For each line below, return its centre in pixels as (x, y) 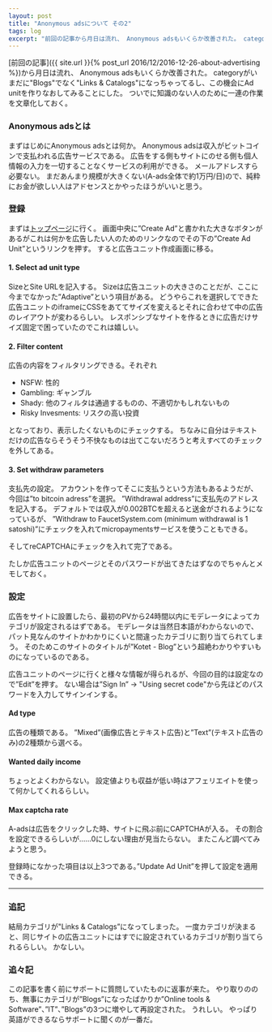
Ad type (22, 713)
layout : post (30, 16)
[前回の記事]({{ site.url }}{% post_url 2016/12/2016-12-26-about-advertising (134, 62)
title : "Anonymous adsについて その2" (70, 24)
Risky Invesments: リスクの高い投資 (80, 413)
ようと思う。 (30, 849)
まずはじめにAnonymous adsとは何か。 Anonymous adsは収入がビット (127, 145)
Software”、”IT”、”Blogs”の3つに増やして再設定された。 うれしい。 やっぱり (133, 1009)
